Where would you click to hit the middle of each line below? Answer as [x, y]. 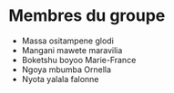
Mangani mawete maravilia [72, 50]
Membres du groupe [87, 16]
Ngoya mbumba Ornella [66, 70]
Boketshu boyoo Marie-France [79, 60]
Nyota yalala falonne [60, 79]
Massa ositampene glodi [68, 41]
